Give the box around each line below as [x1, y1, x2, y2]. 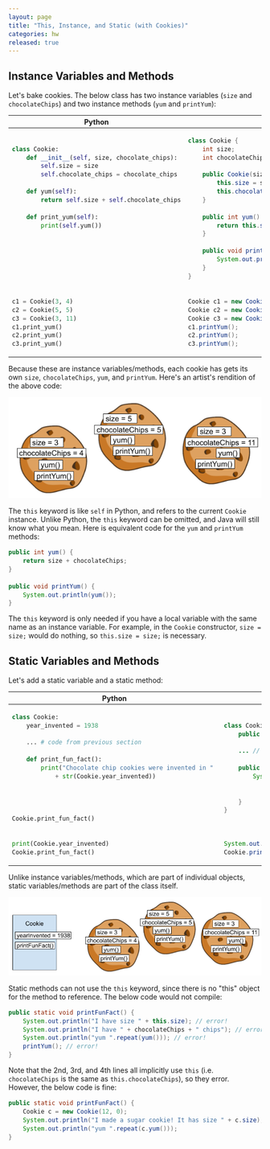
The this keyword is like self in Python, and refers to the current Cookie [8, 507, 247, 516]
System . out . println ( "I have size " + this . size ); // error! [22, 1017, 228, 1025]
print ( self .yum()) [40, 221, 103, 229]
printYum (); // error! [22, 1042, 99, 1051]
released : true [8, 39, 59, 47]
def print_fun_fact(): [26, 756, 102, 764]
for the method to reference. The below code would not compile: [8, 991, 223, 1001]
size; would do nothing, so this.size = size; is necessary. [8, 631, 207, 641]
